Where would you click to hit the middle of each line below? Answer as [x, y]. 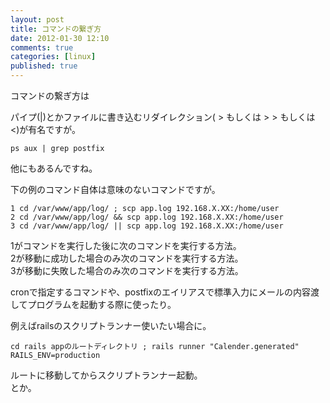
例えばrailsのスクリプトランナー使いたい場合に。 [111, 325]
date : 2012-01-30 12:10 [60, 38]
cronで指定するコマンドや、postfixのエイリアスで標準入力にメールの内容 [161, 292]
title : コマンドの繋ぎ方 [56, 29]
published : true [44, 66]
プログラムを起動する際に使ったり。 [102, 304]
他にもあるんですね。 [54, 168]
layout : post [37, 19]
